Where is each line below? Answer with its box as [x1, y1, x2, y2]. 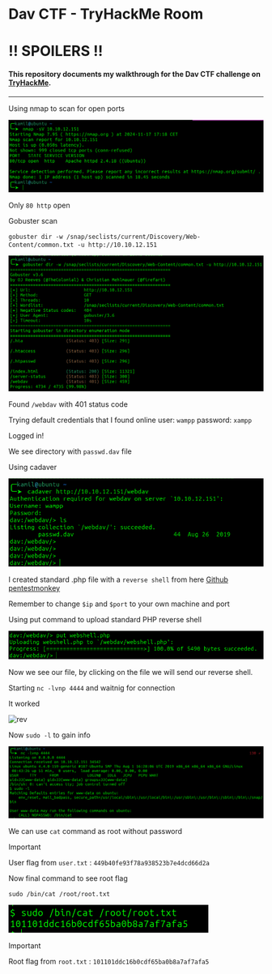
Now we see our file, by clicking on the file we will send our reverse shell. [8, 668, 253, 677]
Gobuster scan [8, 216, 58, 225]
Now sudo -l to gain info [8, 730, 91, 740]
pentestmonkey [8, 583, 61, 592]
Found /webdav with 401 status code [8, 399, 128, 409]
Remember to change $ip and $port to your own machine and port [8, 599, 231, 609]
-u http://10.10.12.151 [77, 241, 158, 249]
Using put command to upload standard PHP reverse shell [8, 615, 202, 624]
